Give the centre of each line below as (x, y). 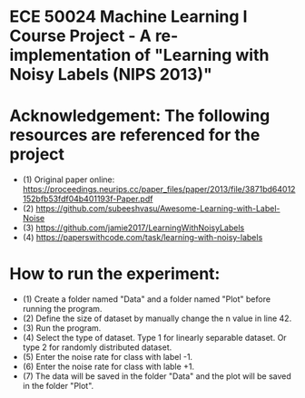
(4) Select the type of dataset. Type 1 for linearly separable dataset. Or (155, 338)
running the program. (62, 309)
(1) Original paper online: (69, 180)
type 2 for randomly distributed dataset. (97, 347)
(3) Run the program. (62, 328)
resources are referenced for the (135, 136)
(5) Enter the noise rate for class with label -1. (108, 357)
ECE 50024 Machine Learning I (128, 17)
